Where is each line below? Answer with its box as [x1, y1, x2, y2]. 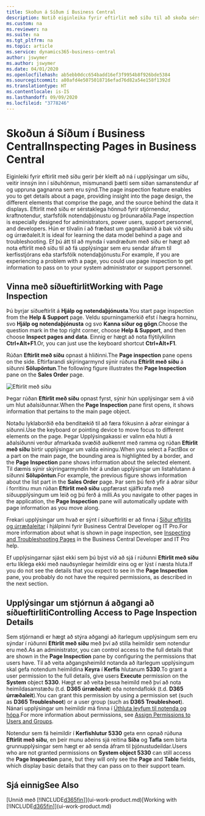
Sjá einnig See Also [6, 780, 79, 790]
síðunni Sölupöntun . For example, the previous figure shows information [6, 472, 187, 479]
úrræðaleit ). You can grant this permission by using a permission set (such [6, 692, 193, 699]
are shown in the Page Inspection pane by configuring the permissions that [6, 653, 196, 660]
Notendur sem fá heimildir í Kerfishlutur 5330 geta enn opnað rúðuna [6, 730, 182, 737]
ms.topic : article [6, 43, 53, 50]
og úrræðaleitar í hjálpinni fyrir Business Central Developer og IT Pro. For [6, 523, 188, 530]
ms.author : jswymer [6, 60, 56, 66]
